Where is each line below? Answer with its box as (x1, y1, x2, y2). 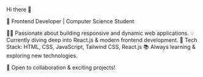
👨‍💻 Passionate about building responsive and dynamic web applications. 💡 (6, 29, 194, 37)
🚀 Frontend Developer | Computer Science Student (6, 18, 135, 24)
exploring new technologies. (6, 52, 78, 59)
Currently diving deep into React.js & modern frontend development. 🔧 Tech (6, 37, 197, 43)
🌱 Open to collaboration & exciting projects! (6, 64, 116, 71)
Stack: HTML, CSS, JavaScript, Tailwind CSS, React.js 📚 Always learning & (6, 43, 196, 50)
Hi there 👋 (6, 6, 32, 13)
